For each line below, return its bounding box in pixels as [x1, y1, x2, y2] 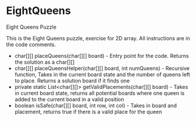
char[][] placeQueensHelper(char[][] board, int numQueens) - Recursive [14, 64, 190, 71]
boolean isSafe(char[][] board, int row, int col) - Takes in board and [14, 102, 177, 109]
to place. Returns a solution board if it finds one [14, 77, 130, 84]
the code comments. [6, 41, 57, 48]
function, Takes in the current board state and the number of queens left [14, 71, 190, 78]
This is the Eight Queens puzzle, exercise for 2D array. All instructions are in [6, 34, 190, 42]
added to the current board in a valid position [14, 95, 125, 103]
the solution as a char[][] [14, 58, 75, 65]
